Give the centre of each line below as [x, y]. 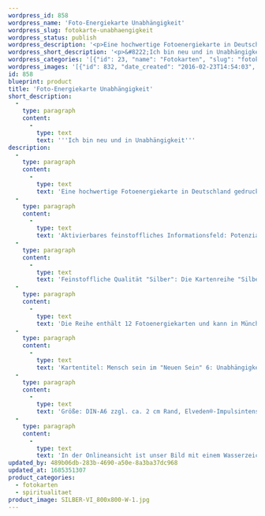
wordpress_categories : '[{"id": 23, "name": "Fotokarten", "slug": [121, 60]
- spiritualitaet [44, 492]
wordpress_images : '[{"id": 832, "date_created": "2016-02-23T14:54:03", [132, 67]
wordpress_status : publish [52, 37]
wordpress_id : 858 [38, 15]
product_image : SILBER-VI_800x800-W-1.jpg [79, 499]
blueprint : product [40, 81]
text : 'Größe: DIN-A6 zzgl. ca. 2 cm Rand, [109, 412]
